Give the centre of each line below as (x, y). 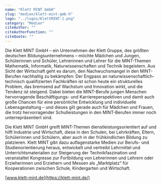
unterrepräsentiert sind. (29, 118)
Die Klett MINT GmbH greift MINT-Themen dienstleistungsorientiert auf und (81, 127)
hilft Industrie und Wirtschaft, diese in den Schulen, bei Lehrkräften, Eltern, (80, 132)
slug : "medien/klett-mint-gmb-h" (39, 14)
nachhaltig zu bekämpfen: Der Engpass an (65, 76)
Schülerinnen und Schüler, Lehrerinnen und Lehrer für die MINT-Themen (78, 61)
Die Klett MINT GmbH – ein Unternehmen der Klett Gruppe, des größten (77, 50)
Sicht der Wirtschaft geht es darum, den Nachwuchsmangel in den (72, 71)
